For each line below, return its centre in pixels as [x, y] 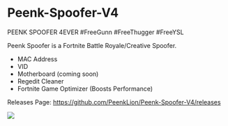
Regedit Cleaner [40, 81]
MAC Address [37, 59]
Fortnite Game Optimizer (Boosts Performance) [85, 88]
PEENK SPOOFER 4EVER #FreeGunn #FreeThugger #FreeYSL [96, 32]
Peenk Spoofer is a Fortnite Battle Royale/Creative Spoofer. [92, 45]
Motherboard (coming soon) [58, 74]
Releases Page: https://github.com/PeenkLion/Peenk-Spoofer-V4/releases [114, 102]
